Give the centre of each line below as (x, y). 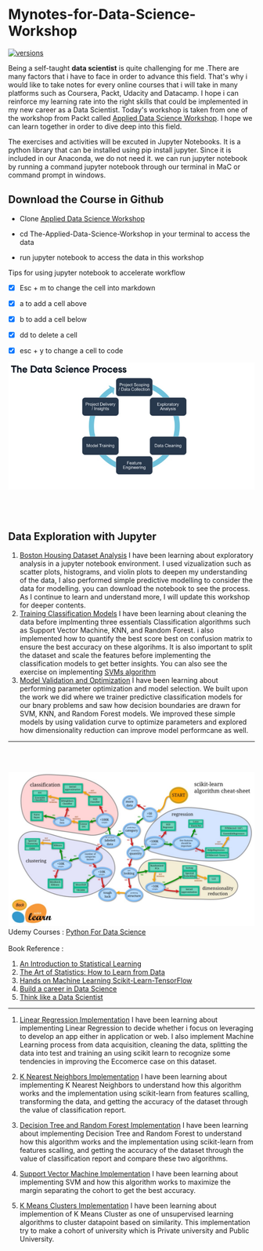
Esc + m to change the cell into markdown (87, 287)
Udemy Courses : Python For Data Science (77, 932)
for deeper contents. (52, 605)
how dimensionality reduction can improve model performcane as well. (134, 730)
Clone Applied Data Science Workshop (82, 218)
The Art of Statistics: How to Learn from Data (92, 972)
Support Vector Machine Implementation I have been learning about (129, 1173)
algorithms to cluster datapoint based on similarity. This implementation (135, 1222)
